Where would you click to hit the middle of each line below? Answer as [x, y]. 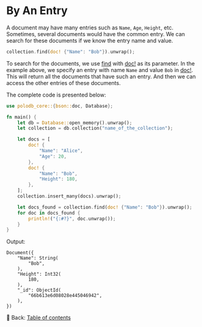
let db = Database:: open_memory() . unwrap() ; [75, 123]
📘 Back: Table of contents [39, 318]
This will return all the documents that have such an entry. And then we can [101, 76]
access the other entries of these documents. [63, 83]
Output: [16, 241]
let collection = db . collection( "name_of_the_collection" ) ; [95, 128]
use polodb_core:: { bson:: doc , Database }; [60, 106]
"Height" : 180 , [58, 179]
